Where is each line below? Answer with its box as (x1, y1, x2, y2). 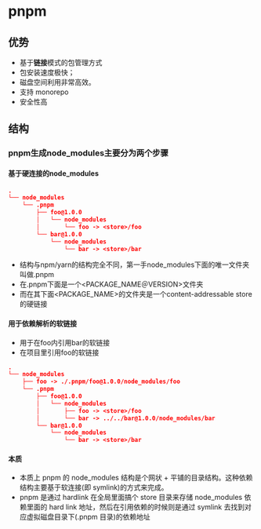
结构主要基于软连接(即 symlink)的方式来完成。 (19, 483, 169, 492)
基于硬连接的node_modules (8, 168, 100, 178)
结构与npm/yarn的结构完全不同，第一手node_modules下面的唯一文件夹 (19, 260, 250, 269)
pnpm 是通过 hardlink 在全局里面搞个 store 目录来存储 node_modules (19, 493, 243, 502)
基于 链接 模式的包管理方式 (19, 58, 103, 67)
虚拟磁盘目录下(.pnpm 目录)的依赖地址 (26, 513, 150, 522)
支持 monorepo (19, 87, 69, 97)
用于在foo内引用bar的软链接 (19, 337, 111, 347)
